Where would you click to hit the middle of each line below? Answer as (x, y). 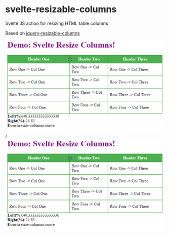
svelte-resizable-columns (61, 9)
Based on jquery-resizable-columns (43, 33)
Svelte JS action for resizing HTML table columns (57, 23)
